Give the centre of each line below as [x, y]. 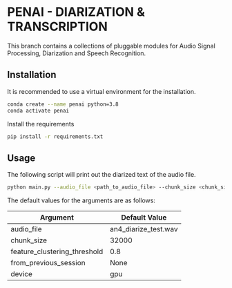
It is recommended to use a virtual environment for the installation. [101, 91]
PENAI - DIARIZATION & [76, 12]
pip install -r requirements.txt [55, 136]
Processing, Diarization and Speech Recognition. [77, 53]
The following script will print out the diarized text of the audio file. [101, 175]
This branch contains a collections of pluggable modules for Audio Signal [111, 46]
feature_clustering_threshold [57, 251]
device [22, 274]
